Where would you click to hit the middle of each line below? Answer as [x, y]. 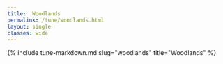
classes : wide [28, 33]
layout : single [29, 26]
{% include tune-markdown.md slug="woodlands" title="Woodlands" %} [112, 53]
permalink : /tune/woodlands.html [56, 20]
